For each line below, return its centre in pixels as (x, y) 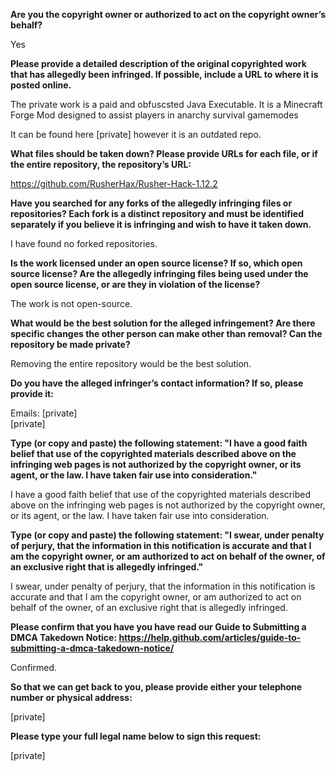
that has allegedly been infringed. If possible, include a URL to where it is (164, 74)
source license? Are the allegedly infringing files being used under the (159, 273)
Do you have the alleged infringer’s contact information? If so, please (157, 383)
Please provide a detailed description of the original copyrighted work (158, 63)
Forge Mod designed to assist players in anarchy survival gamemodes (154, 115)
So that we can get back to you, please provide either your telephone (156, 687)
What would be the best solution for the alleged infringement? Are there (163, 323)
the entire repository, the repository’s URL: (101, 164)
